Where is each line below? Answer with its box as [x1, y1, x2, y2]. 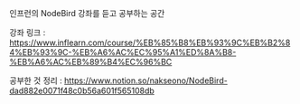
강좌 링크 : [9, 27, 46, 38]
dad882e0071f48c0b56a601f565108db [9, 85, 155, 96]
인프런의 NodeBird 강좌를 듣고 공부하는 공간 [9, 8, 165, 18]
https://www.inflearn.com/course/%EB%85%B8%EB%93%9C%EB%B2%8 [9, 37, 291, 48]
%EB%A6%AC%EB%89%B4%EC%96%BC [9, 57, 173, 67]
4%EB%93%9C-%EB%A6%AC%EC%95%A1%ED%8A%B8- [9, 47, 237, 57]
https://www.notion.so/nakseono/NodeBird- [64, 75, 228, 86]
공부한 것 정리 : [9, 75, 63, 86]
